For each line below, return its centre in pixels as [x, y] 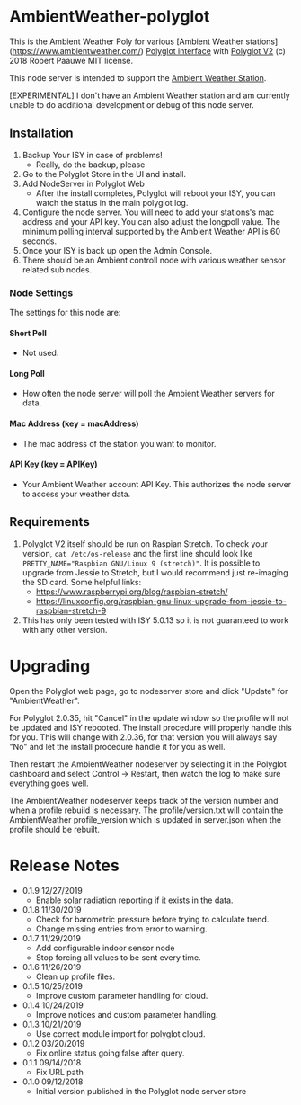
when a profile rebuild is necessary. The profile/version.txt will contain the [146, 810]
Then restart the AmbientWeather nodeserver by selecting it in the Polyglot [148, 764]
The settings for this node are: [65, 313]
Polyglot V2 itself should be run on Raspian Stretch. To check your [145, 544]
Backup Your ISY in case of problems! [93, 155]
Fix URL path [59, 1072]
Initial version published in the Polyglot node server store [141, 1091]
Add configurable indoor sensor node [105, 948]
